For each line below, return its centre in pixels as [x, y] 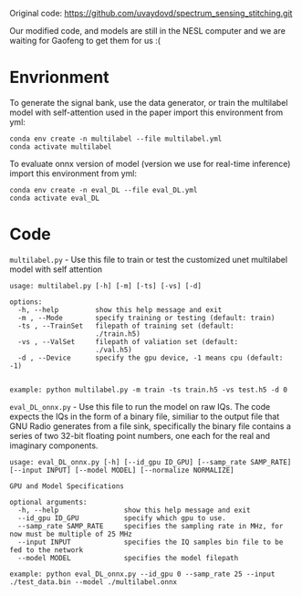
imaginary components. [54, 445]
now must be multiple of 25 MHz [71, 534]
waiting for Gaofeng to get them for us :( [85, 41]
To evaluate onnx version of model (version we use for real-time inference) [150, 163]
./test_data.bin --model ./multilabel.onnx [94, 582]
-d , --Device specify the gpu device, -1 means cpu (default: [151, 358]
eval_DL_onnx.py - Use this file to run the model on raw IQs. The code [140, 406]
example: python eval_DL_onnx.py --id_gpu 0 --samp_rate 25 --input [142, 574]
